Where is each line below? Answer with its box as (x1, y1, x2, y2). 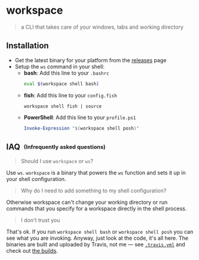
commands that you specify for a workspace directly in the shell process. (6, 205, 187, 212)
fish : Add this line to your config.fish (23, 91, 118, 99)
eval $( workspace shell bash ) (23, 81, 100, 87)
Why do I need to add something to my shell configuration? (20, 187, 167, 194)
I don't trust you (20, 216, 60, 224)
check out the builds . (6, 247, 58, 255)
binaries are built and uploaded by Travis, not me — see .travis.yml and (6, 241, 185, 248)
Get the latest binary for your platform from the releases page (14, 56, 167, 63)
